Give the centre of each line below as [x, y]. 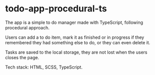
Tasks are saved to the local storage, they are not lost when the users [76, 52]
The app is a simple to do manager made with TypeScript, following [74, 22]
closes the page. [22, 57]
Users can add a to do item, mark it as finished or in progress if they [75, 37]
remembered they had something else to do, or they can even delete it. [78, 42]
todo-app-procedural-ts [56, 9]
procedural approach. [27, 27]
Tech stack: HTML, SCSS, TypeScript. [44, 67]
